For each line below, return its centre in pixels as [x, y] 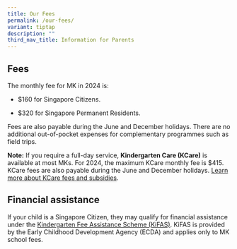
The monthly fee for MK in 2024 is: [58, 85]
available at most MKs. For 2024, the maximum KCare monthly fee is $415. [116, 162]
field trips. [22, 141]
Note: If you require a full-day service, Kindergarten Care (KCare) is [107, 155]
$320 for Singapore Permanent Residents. [79, 113]
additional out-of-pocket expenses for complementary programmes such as [118, 134]
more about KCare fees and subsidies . [63, 178]
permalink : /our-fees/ [41, 20]
